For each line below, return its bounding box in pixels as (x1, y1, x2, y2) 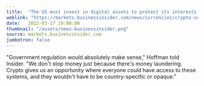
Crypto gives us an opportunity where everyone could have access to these (6, 67, 196, 73)
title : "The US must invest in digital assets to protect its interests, (6, 8, 200, 15)
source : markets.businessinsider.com (6, 31, 102, 38)
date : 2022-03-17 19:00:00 (6, 20, 80, 26)
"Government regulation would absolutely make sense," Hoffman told (6, 54, 180, 61)
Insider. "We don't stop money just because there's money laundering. (6, 60, 183, 67)
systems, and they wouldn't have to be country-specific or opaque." (6, 73, 177, 80)
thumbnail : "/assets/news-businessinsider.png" (6, 25, 129, 32)
